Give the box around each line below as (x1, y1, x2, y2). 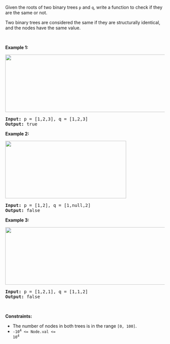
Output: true (5, 121, 38, 127)
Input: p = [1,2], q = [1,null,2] (5, 202, 91, 208)
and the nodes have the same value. (5, 25, 81, 31)
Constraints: (5, 313, 32, 319)
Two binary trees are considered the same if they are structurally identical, (5, 20, 160, 25)
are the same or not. (5, 10, 48, 16)
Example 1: (5, 45, 29, 50)
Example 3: (5, 217, 29, 223)
